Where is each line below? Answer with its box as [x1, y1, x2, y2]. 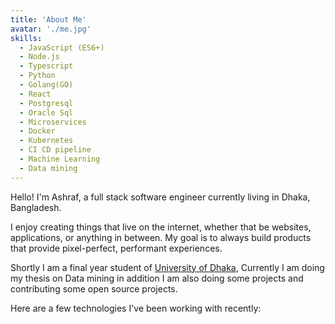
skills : [10, 33, 43, 43]
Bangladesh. [10, 201, 62, 213]
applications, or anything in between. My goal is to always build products [10, 231, 312, 243]
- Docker [19, 126, 56, 136]
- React [19, 89, 52, 99]
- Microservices [19, 117, 87, 127]
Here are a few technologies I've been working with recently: [10, 302, 262, 314]
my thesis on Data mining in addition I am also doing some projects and [10, 272, 304, 284]
